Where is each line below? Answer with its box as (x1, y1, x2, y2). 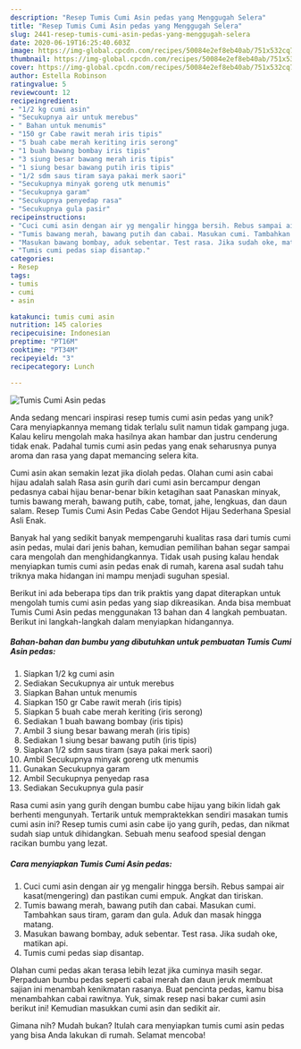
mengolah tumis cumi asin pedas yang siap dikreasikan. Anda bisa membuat (10, 597, 291, 608)
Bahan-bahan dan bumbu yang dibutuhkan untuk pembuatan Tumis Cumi (10, 636, 292, 647)
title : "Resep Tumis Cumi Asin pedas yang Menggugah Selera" (10, 21, 243, 30)
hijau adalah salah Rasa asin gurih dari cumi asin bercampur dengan (10, 476, 262, 488)
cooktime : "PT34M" (10, 345, 79, 354)
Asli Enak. (10, 515, 47, 525)
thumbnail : (10, 55, 51, 64)
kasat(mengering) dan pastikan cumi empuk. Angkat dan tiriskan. (22, 891, 263, 901)
